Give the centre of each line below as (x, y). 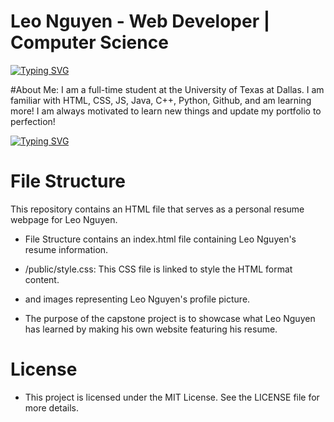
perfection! (33, 121)
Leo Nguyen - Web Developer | (140, 21)
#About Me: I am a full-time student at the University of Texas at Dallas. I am (167, 89)
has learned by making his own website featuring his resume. (151, 329)
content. (42, 279)
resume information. (66, 249)
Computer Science (89, 42)
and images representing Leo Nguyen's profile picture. (137, 299)
